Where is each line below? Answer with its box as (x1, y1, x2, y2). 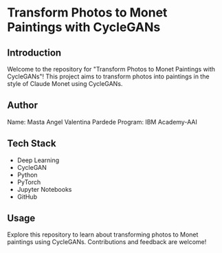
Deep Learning (16, 156, 60, 164)
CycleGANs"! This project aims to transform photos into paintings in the (7, 72, 210, 80)
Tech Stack (7, 137, 56, 149)
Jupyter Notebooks (16, 185, 72, 193)
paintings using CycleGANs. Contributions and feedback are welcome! (7, 238, 207, 246)
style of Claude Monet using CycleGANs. (7, 80, 123, 87)
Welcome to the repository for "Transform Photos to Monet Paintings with (7, 65, 215, 73)
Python (16, 170, 38, 179)
